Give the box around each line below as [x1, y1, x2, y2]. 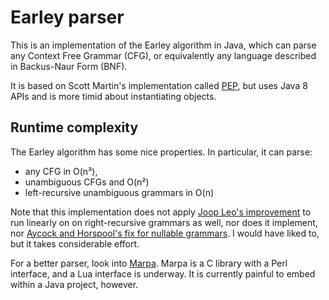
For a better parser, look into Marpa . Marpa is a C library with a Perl [10, 257, 288, 269]
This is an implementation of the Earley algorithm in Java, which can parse [10, 39, 317, 51]
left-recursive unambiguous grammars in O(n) [24, 186, 215, 198]
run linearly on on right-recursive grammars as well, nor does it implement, [10, 216, 318, 228]
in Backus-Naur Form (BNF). [10, 60, 128, 72]
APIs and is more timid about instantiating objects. [10, 90, 217, 102]
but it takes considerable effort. [10, 237, 140, 250]
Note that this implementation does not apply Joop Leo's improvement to [10, 206, 312, 218]
